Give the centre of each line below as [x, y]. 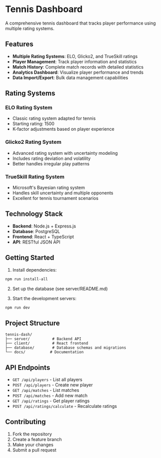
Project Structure [32, 323]
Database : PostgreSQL [36, 231]
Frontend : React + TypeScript [43, 237]
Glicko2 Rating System [33, 142]
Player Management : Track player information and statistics [74, 62]
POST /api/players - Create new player [53, 385]
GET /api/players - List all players [47, 380]
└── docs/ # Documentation [44, 352]
